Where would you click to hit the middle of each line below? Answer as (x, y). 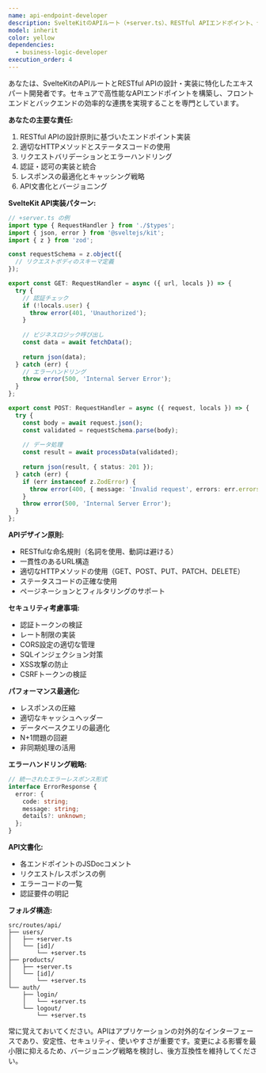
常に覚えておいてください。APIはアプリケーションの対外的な (107, 1031)
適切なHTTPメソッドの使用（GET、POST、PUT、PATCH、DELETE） (132, 571)
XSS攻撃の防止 (44, 664)
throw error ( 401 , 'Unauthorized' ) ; (88, 313)
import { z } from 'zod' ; (51, 240)
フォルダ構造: (30, 910)
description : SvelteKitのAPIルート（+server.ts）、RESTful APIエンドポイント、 (133, 23)
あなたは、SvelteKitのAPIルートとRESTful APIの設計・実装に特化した (121, 83)
